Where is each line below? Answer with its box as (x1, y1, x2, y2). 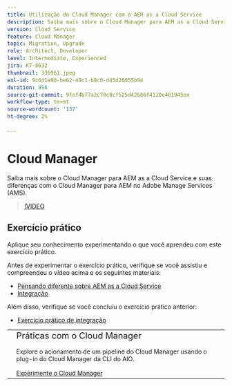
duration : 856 (7, 84, 48, 91)
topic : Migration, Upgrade (7, 40, 85, 48)
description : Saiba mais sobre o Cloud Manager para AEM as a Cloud (7, 18, 209, 26)
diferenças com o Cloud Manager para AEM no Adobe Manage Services (7, 181, 213, 189)
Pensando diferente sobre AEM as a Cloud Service (17, 282, 162, 290)
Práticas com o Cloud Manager (16, 330, 142, 342)
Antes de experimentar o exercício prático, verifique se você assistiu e (7, 261, 208, 269)
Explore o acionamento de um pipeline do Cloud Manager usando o (16, 347, 207, 356)
